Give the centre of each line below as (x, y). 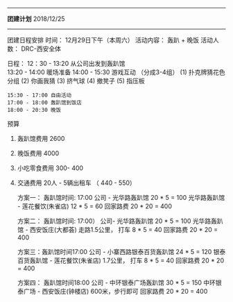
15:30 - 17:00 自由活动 (39, 95)
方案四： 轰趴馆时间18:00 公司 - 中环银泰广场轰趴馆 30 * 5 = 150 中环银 (119, 283)
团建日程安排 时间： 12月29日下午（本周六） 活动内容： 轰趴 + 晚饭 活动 (110, 40)
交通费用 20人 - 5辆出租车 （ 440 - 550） (77, 183)
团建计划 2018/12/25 (36, 19)
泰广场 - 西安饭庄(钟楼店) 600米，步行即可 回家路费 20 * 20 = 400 (112, 291)
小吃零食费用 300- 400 (50, 168)
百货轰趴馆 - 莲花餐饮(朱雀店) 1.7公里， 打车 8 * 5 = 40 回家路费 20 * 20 (120, 260)
